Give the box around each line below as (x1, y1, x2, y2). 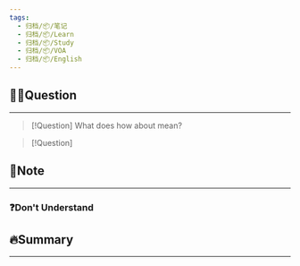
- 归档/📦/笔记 (17, 21, 68, 30)
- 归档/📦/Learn (17, 30, 74, 39)
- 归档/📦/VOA (17, 47, 67, 56)
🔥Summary (9, 232, 74, 247)
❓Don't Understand (9, 201, 94, 213)
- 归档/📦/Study (17, 38, 74, 47)
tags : (9, 13, 29, 22)
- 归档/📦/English (17, 55, 82, 64)
